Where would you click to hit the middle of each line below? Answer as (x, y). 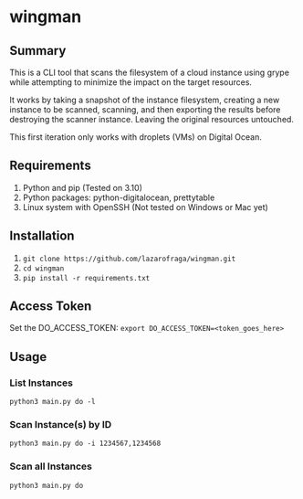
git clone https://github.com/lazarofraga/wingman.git (129, 259)
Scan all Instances (51, 466)
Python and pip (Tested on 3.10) (83, 187)
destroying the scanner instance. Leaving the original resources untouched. (152, 119)
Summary (38, 51)
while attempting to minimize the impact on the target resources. (131, 82)
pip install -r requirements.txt (86, 278)
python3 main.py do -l (52, 402)
